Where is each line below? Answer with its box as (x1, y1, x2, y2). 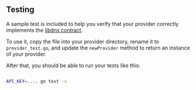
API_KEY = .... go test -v (6, 78, 67, 84)
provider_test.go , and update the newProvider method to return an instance (6, 44, 190, 51)
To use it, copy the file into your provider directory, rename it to (6, 38, 160, 45)
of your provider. (6, 50, 47, 58)
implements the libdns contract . (6, 26, 83, 34)
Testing (6, 5, 35, 15)
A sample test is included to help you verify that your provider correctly (6, 20, 179, 27)
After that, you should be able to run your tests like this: (6, 62, 141, 69)
